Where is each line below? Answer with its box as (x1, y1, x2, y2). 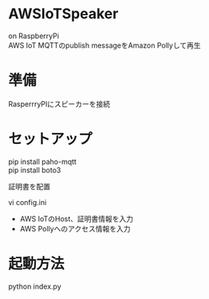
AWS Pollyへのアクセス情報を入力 (19, 223, 131, 233)
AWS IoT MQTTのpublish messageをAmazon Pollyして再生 (8, 41, 201, 50)
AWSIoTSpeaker (8, 5, 119, 23)
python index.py (8, 282, 61, 291)
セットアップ (8, 130, 93, 148)
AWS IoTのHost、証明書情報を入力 (19, 214, 134, 223)
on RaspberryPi (8, 31, 60, 41)
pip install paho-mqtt (8, 157, 77, 166)
